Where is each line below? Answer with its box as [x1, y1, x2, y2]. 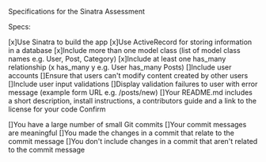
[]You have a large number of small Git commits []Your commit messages [8, 120, 247, 129]
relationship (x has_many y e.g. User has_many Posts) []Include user [8, 62, 232, 72]
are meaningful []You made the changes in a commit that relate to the [8, 128, 235, 138]
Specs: [8, 22, 32, 31]
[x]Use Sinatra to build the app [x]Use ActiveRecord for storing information [8, 37, 253, 47]
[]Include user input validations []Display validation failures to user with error [8, 79, 258, 89]
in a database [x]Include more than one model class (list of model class [8, 46, 241, 55]
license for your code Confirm [8, 104, 106, 114]
